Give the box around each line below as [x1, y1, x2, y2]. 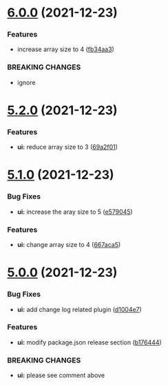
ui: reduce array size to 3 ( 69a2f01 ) [17, 143, 118, 151]
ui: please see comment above [17, 371, 105, 380]
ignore [17, 78, 36, 86]
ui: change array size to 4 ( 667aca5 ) [17, 241, 121, 249]
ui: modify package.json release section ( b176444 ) [17, 338, 162, 347]
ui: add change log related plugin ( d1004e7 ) [17, 305, 143, 313]
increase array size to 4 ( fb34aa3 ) [17, 45, 115, 53]
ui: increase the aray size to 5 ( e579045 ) [17, 208, 133, 216]
